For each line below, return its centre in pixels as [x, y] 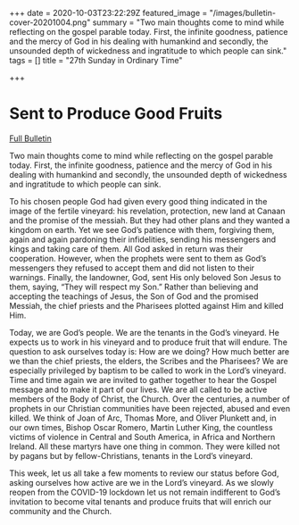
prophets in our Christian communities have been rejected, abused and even [150, 408]
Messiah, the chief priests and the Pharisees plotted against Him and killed [146, 305]
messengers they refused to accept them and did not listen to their [132, 268]
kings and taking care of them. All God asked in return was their [126, 248]
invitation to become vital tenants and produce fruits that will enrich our [141, 501]
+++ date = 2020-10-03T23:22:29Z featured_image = [108, 13]
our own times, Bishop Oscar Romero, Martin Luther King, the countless [141, 427]
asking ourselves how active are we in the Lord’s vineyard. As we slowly [141, 482]
